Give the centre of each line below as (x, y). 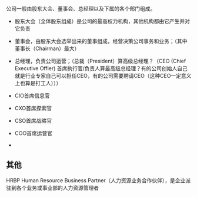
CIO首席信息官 (32, 96)
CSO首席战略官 (33, 121)
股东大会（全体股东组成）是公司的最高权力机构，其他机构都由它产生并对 (102, 21)
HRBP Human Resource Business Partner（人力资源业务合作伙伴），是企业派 (98, 180)
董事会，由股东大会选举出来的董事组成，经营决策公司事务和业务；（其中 (101, 41)
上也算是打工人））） (38, 83)
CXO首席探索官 (33, 108)
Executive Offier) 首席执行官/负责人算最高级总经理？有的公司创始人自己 (101, 68)
